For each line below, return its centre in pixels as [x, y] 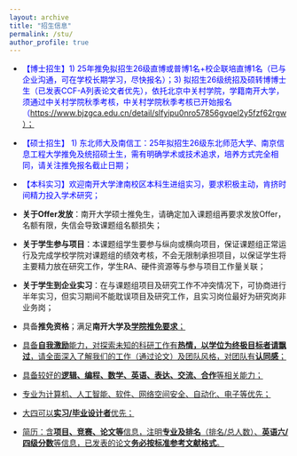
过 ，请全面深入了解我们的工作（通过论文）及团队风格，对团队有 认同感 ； [154, 356]
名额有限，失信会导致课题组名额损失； [92, 225]
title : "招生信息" [41, 26]
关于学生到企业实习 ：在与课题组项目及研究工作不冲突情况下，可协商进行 [154, 285]
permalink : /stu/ [41, 34]
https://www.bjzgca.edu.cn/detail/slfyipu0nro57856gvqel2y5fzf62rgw [158, 113]
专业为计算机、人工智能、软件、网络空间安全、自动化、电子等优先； [146, 394]
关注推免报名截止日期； [88, 165]
